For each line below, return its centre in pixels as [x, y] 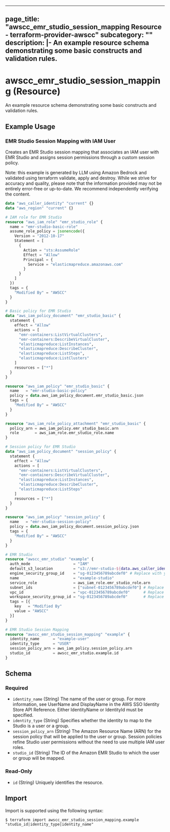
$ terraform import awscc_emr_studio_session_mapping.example [72, 820]
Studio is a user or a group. [41, 726]
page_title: [22, 19]
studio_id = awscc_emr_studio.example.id [64, 653]
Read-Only [19, 771]
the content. [18, 194]
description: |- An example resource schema [77, 43]
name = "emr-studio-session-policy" [51, 522]
